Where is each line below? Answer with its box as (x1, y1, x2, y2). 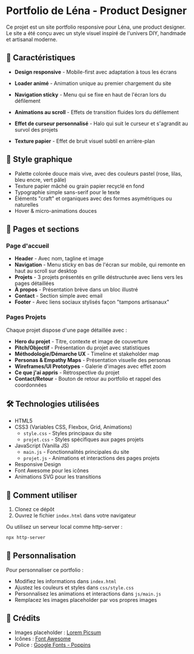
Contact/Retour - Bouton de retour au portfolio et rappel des (14, 375, 161, 382)
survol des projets (14, 126, 58, 133)
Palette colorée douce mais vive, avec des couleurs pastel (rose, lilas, (14, 170, 182, 177)
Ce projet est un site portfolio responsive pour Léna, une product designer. (6, 23, 186, 30)
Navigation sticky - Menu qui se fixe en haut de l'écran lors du (14, 91, 167, 98)
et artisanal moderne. (6, 36, 58, 43)
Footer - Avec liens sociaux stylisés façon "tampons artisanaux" (14, 298, 169, 305)
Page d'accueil (6, 242, 50, 250)
